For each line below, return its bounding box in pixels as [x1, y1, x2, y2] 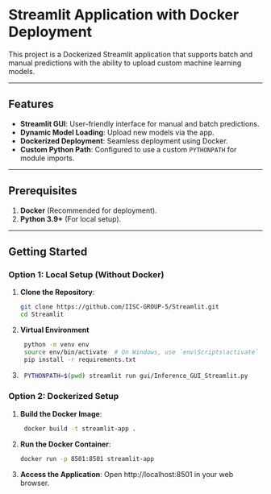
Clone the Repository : [19, 288, 95, 297]
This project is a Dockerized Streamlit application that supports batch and [8, 49, 252, 59]
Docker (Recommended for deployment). [19, 205, 157, 215]
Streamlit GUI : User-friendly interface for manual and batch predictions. [19, 118, 260, 128]
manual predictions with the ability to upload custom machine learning [8, 58, 242, 68]
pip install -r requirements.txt [23, 355, 136, 363]
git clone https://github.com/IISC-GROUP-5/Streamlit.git [19, 303, 219, 311]
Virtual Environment [19, 325, 90, 334]
